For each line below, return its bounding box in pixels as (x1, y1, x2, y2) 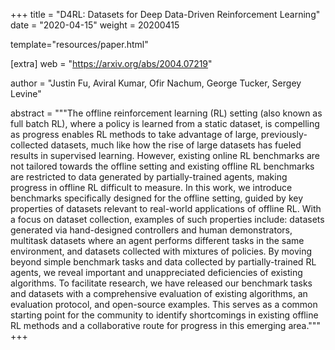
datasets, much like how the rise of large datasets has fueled (50, 139, 302, 151)
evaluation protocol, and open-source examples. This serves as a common (10, 299, 318, 310)
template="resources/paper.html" (10, 39, 149, 50)
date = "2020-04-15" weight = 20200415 (10, 19, 180, 31)
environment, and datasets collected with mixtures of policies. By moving (10, 245, 313, 257)
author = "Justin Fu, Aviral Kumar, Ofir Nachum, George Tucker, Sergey (10, 77, 302, 89)
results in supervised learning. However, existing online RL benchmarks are (10, 150, 321, 161)
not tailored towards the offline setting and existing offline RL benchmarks (10, 160, 315, 172)
